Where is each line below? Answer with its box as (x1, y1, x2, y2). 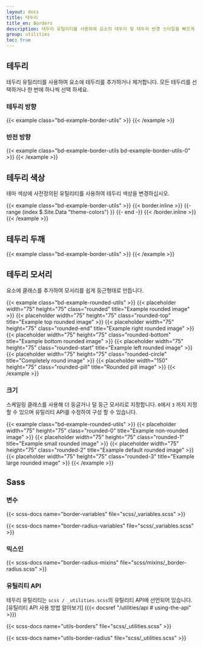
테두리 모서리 (6, 269, 53, 280)
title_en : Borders (6, 20, 53, 26)
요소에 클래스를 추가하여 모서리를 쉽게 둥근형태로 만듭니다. (6, 286, 144, 294)
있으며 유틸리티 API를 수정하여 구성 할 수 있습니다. (19, 409, 138, 416)
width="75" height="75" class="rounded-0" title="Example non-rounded (6, 427, 189, 434)
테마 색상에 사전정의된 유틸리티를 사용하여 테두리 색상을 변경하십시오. (6, 190, 170, 197)
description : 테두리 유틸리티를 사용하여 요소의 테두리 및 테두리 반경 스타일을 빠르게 (6, 25, 195, 32)
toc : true (6, 37, 32, 43)
